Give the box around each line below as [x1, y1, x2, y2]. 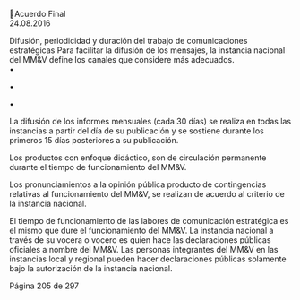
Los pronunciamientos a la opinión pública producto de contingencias [9, 179, 267, 190]
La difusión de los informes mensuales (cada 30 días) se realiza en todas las [9, 116, 292, 126]
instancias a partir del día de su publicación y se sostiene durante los [9, 125, 264, 136]
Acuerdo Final [14, 9, 66, 19]
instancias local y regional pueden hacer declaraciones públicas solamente [9, 253, 287, 264]
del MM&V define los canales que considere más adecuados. [9, 55, 235, 64]
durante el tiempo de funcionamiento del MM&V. [9, 162, 187, 172]
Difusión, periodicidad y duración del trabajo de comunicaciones [9, 36, 248, 46]
